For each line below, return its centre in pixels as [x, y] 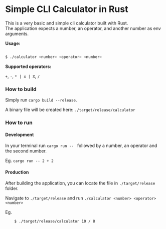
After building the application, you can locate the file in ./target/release [80, 183]
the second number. [26, 151]
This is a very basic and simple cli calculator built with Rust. [67, 23]
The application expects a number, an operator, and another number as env [83, 28]
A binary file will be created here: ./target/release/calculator [70, 110]
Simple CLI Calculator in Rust [67, 9]
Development [20, 134]
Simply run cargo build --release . [41, 100]
